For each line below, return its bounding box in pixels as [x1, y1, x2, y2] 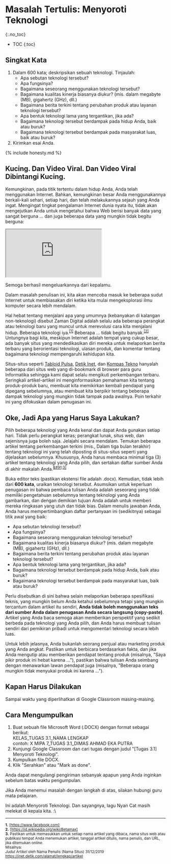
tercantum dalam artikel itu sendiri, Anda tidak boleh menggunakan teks [5, 604, 159, 610]
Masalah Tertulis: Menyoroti [5, 4, 127, 15]
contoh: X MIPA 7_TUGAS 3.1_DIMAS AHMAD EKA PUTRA [12, 740, 133, 747]
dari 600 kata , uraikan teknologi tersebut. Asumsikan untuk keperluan [5, 481, 152, 487]
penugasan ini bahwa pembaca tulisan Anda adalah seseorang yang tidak [5, 487, 160, 493]
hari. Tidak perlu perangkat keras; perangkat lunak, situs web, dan [5, 433, 145, 439]
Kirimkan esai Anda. [12, 140, 55, 146]
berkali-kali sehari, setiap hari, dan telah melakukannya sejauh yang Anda [5, 197, 160, 203]
